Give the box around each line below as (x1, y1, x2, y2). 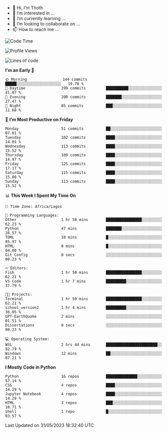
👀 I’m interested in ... (12, 10, 55, 16)
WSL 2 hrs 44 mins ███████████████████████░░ (5, 342, 162, 347)
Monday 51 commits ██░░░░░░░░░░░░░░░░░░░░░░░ (5, 126, 162, 131)
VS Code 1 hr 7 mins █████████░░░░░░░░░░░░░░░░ (5, 279, 162, 284)
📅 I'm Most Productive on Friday (5, 117, 73, 123)
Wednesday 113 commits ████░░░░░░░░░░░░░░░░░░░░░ (5, 144, 162, 149)
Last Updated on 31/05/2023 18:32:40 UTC (5, 422, 94, 428)
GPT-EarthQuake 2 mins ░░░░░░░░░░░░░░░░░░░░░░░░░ (5, 314, 162, 319)
